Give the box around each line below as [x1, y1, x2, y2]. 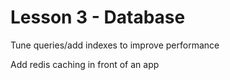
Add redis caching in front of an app [10, 58, 160, 70]
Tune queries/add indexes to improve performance [10, 39, 220, 51]
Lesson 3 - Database [10, 6, 186, 29]
